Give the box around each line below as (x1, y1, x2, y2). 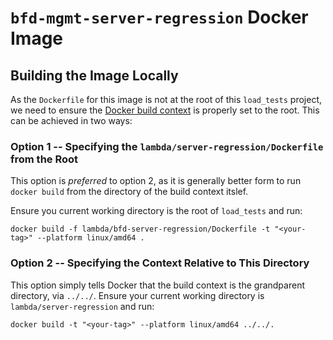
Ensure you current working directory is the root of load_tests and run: (10, 205, 303, 217)
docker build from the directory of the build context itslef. (10, 186, 249, 198)
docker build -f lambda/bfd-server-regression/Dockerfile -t (10, 224, 271, 235)
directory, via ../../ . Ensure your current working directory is (10, 289, 265, 301)
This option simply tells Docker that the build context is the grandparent (10, 279, 305, 291)
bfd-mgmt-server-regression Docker (10, 6, 309, 29)
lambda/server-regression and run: (10, 300, 155, 312)
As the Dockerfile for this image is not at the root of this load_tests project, (10, 94, 323, 105)
